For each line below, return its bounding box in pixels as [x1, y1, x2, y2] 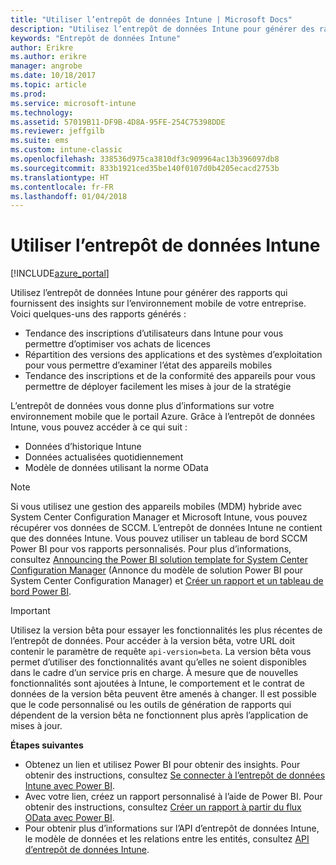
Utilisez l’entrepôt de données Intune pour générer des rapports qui [10, 287, 288, 299]
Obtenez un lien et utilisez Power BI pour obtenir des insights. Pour [24, 759, 301, 771]
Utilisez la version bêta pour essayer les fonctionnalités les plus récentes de [10, 624, 323, 636]
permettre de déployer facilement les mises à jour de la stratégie [24, 381, 292, 393]
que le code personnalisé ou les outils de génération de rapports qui [10, 699, 292, 711]
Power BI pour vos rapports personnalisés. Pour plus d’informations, [10, 543, 292, 555]
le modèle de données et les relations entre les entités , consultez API [24, 833, 310, 845]
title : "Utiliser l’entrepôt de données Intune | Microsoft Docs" [10, 14, 293, 25]
